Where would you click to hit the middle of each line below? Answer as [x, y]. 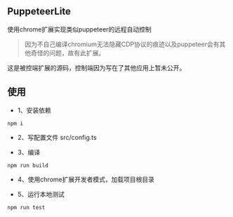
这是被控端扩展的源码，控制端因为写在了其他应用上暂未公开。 [96, 68]
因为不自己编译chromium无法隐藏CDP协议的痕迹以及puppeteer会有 [122, 44]
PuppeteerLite [39, 12]
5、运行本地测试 [41, 194]
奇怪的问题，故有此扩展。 [68, 52]
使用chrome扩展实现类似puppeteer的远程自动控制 [80, 29]
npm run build [28, 165]
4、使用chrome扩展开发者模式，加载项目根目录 [86, 179]
